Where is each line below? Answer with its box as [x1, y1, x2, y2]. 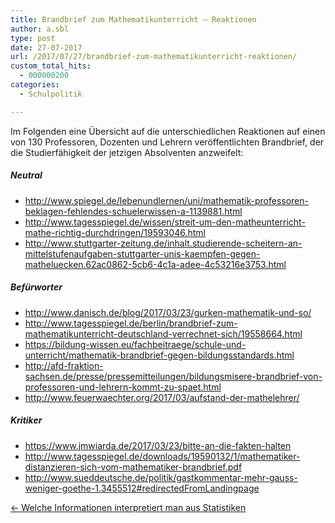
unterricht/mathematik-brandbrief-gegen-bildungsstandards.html [24, 349, 295, 361]
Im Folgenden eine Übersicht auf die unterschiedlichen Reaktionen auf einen [10, 125, 326, 137]
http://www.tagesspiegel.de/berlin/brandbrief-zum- [24, 317, 238, 329]
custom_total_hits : [10, 61, 92, 71]
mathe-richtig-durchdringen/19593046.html [24, 226, 206, 238]
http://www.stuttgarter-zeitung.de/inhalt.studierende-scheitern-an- [24, 237, 303, 249]
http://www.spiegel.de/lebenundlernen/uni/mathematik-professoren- [24, 194, 309, 206]
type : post [10, 33, 56, 43]
